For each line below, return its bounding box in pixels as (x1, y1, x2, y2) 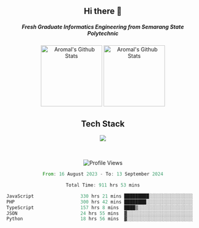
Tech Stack (81, 119, 125, 129)
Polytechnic (87, 29, 119, 37)
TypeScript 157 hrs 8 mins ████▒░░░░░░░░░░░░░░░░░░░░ (6, 204, 193, 211)
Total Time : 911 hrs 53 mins (66, 182, 140, 188)
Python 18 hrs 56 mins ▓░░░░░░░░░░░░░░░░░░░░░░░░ (6, 216, 193, 222)
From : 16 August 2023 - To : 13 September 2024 (42, 171, 163, 177)
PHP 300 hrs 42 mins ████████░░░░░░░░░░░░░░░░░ (6, 199, 193, 205)
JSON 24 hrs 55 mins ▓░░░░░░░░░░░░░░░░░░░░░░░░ (6, 210, 193, 216)
